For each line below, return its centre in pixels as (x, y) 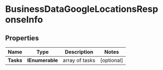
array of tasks (79, 60)
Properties (22, 38)
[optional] (112, 60)
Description (79, 52)
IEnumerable (43, 60)
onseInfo (24, 20)
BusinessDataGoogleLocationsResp (82, 9)
